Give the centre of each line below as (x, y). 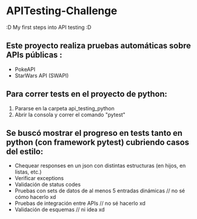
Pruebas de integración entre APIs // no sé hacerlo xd (80, 203)
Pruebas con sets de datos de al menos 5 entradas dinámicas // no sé (100, 191)
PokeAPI (25, 69)
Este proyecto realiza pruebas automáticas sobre (98, 46)
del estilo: (25, 151)
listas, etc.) (28, 172)
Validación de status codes (48, 185)
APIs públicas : (34, 55)
